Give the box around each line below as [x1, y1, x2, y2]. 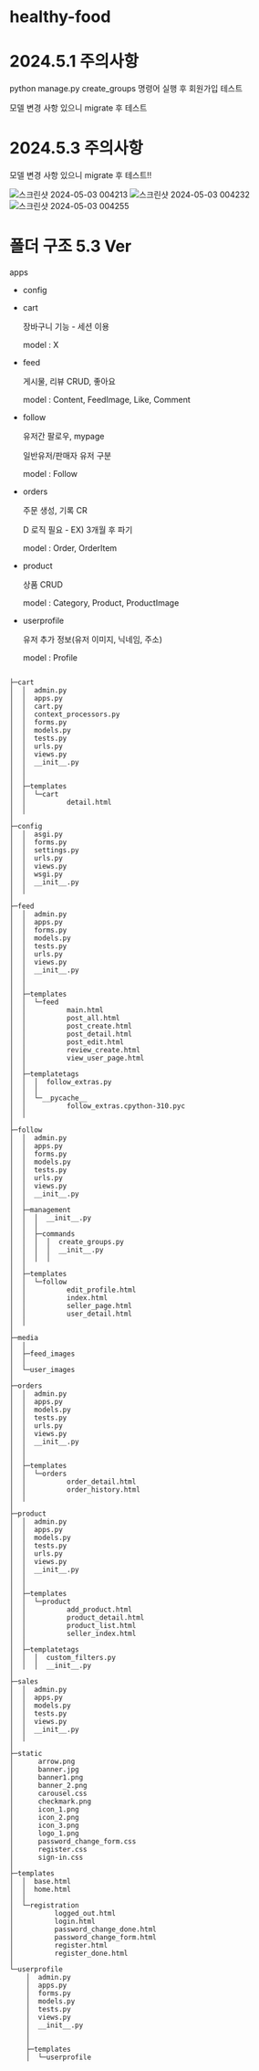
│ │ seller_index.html [9, 1629, 137, 1638]
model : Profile [22, 652, 78, 663]
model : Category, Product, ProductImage [22, 597, 180, 608]
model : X [22, 340, 59, 350]
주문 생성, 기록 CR [22, 505, 88, 515]
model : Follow [22, 469, 78, 479]
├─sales [9, 1677, 39, 1686]
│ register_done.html [9, 1949, 129, 1958]
